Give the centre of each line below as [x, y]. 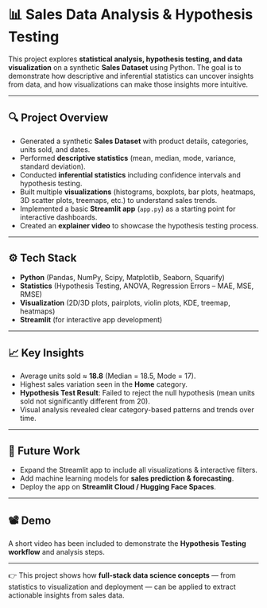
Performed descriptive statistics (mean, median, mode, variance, [128, 158]
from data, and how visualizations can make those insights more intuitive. [128, 84]
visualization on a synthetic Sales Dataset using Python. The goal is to [125, 67]
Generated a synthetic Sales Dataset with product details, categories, [134, 141]
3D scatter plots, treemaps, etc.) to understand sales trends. [118, 200]
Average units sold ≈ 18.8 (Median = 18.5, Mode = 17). [108, 376]
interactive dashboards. [58, 217]
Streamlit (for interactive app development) [91, 319]
